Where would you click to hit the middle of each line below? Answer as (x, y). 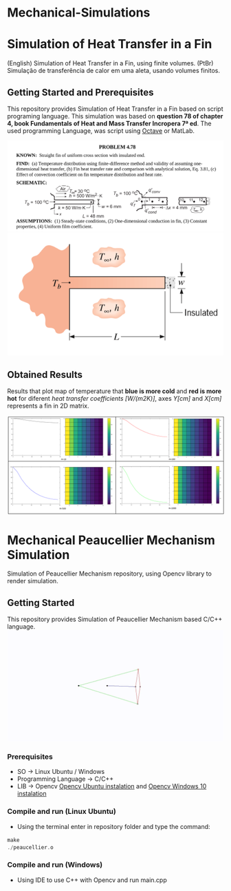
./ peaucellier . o (30, 847)
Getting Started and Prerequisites (80, 92)
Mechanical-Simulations (79, 13)
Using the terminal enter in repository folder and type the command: (114, 826)
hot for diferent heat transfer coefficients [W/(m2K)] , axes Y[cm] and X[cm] (114, 399)
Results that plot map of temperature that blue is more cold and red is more (114, 391)
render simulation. (33, 581)
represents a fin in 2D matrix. (48, 406)
